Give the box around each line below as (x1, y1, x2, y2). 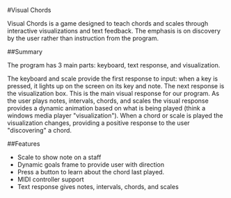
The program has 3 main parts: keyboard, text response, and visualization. (7, 61, 221, 69)
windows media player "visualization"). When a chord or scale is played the (7, 111, 223, 119)
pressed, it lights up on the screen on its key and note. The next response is (7, 82, 225, 90)
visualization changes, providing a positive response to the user (7, 119, 190, 127)
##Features (7, 140, 40, 148)
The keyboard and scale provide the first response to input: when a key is (7, 74, 218, 83)
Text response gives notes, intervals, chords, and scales (17, 183, 179, 190)
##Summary (7, 48, 43, 56)
